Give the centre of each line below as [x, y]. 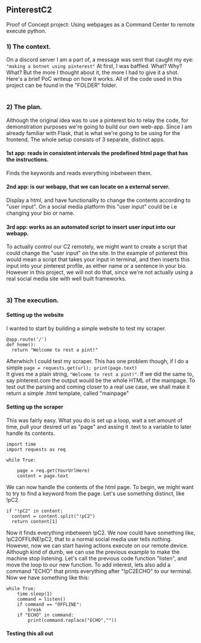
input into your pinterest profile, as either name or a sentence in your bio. [97, 266]
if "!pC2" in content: [35, 511]
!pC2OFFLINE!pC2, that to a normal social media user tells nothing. [89, 539]
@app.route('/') [26, 339]
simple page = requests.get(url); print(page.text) [72, 367]
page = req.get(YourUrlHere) [54, 470]
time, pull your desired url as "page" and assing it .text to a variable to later [99, 426]
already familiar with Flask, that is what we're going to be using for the [93, 133]
